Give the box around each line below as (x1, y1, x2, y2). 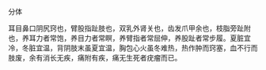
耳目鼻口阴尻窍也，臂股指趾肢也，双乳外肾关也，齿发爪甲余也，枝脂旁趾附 (8, 24, 251, 33)
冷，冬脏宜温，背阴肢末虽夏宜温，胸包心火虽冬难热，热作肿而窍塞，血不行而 (8, 43, 258, 53)
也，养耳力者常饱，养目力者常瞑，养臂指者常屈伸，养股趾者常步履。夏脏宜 (8, 34, 251, 42)
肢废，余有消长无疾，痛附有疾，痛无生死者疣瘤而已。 (8, 53, 182, 62)
